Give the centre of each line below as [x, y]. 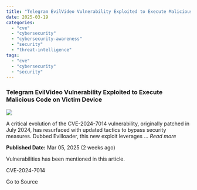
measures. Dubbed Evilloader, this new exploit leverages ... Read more [91, 136]
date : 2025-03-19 [27, 17]
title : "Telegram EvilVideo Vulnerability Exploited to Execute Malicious [99, 11]
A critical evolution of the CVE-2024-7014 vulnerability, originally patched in [98, 124]
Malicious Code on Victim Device [54, 99]
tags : [13, 55]
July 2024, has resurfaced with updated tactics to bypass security [86, 129]
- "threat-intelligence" [42, 50]
